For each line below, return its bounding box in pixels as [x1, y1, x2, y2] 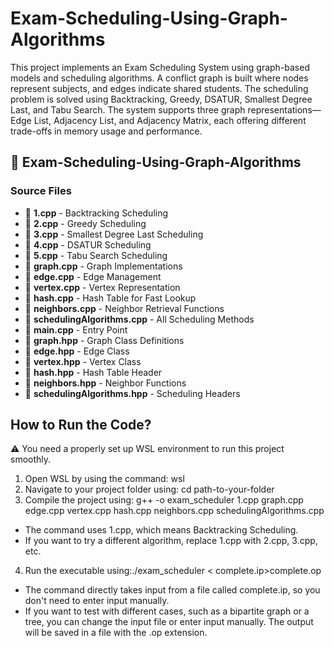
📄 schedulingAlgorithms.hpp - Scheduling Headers [24, 387, 241, 399]
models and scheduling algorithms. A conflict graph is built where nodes [10, 72, 309, 84]
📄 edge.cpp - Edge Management [24, 270, 162, 282]
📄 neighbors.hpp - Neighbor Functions [24, 377, 187, 389]
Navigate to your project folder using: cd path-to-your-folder [24, 483, 275, 496]
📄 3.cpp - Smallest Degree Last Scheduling [24, 228, 204, 240]
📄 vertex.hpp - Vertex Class [24, 355, 142, 367]
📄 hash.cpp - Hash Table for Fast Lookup [24, 292, 197, 304]
